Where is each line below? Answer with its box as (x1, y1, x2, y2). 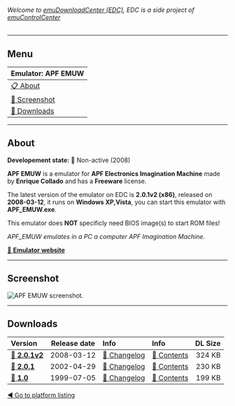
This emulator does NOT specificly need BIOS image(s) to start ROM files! (7, 219, 220, 227)
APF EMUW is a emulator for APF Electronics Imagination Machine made (7, 169, 220, 177)
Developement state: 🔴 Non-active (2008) (7, 156, 131, 164)
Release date (50, 339, 96, 349)
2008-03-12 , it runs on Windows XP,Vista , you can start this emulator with (7, 198, 226, 206)
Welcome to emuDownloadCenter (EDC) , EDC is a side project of (7, 6, 194, 14)
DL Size (194, 339, 221, 349)
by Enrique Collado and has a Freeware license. (7, 177, 147, 185)
